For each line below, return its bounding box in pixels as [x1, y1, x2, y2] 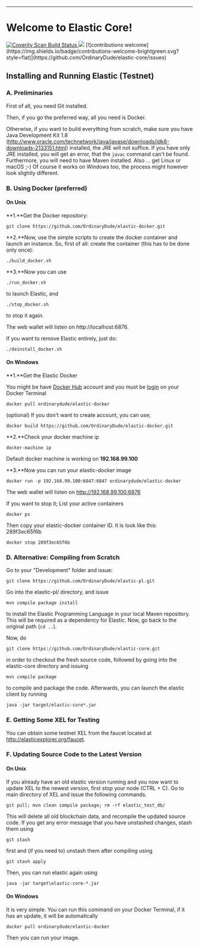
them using [6, 825, 34, 832]
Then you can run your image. [6, 934, 80, 941]
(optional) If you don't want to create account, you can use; [6, 411, 151, 418]
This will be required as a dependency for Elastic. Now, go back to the [6, 617, 177, 624]
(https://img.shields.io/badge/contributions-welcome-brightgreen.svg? [6, 47, 179, 54]
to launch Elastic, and [6, 290, 59, 297]
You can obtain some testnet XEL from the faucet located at [6, 729, 152, 736]
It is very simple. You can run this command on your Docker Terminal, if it [6, 906, 185, 913]
